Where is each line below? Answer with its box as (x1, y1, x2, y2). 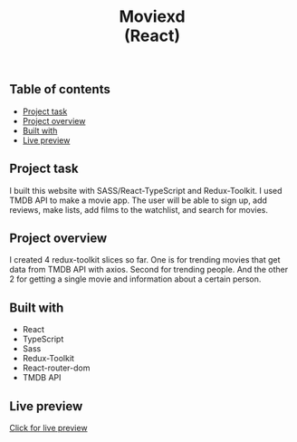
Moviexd (119, 6, 186, 27)
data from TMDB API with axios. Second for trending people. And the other (9, 264, 288, 275)
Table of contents (9, 82, 110, 97)
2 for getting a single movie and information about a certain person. (9, 274, 262, 284)
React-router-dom (22, 362, 91, 373)
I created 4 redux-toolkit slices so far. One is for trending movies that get (9, 255, 281, 265)
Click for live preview (9, 423, 88, 433)
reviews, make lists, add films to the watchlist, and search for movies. (9, 204, 269, 215)
